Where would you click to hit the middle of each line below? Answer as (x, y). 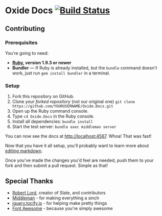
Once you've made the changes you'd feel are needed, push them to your (80, 160)
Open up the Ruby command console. (50, 111)
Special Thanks (29, 181)
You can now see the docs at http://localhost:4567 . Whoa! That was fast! (78, 136)
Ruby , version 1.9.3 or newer (42, 62)
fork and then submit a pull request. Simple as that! (57, 166)
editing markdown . (24, 151)
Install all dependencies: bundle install (52, 121)
